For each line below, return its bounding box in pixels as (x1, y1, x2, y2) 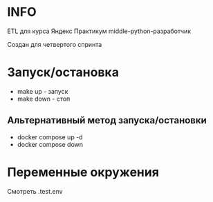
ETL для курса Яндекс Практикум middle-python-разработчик (7, 27, 192, 35)
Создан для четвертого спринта (7, 40, 102, 48)
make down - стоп (17, 94, 71, 103)
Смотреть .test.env (7, 187, 64, 195)
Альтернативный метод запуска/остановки (7, 114, 207, 126)
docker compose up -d (17, 132, 83, 141)
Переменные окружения (7, 164, 159, 180)
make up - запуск (17, 87, 68, 95)
